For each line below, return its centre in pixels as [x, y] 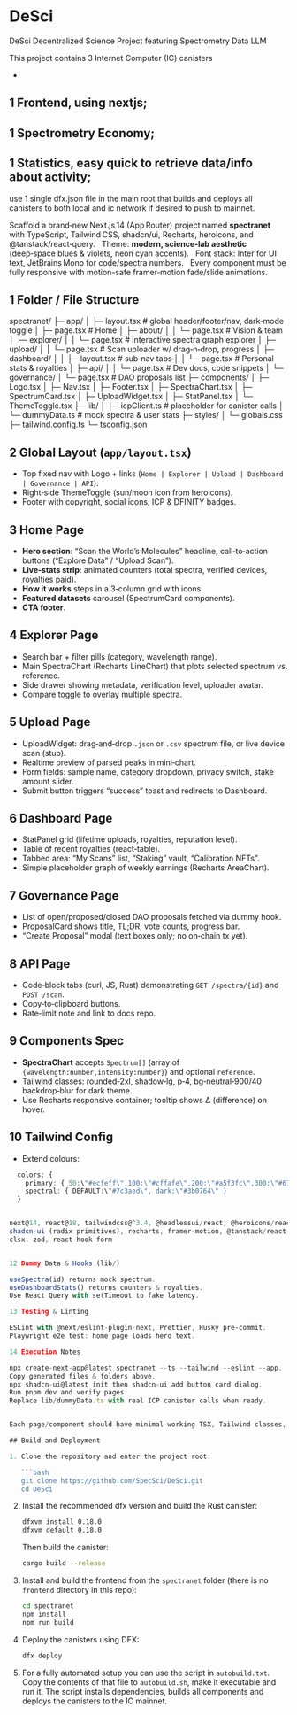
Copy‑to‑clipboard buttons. [71, 1004]
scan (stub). [44, 753]
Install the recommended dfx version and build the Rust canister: [140, 1506]
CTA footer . [44, 607]
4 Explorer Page [54, 635]
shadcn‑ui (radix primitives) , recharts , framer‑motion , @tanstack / [138, 1232]
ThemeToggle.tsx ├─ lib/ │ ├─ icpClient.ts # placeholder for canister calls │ [147, 406]
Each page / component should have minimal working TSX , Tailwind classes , [148, 1425]
